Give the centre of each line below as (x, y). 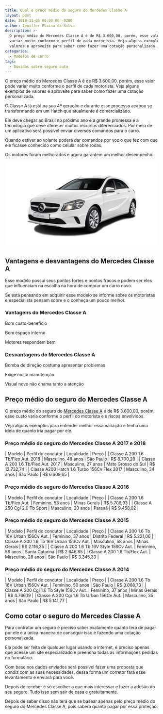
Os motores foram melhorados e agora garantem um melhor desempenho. (79, 155)
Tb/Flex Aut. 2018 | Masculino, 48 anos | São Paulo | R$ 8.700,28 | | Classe (80, 459)
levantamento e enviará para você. (40, 677)
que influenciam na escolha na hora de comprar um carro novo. (69, 285)
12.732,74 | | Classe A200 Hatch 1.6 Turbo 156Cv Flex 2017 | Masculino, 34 (80, 469)
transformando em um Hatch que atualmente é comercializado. (68, 111)
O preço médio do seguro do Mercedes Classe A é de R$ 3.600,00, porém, (80, 411)
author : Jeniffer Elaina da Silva (40, 26)
